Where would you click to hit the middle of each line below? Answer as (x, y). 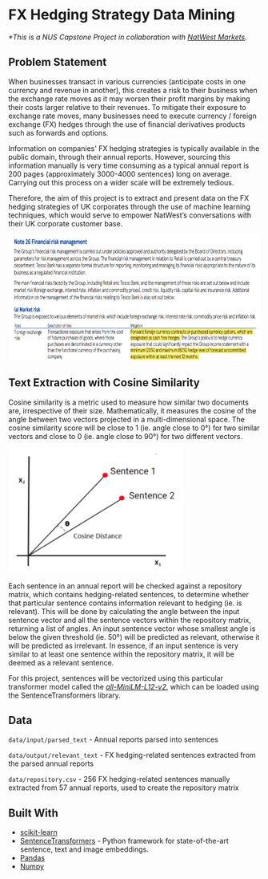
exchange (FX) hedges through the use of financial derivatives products (127, 124)
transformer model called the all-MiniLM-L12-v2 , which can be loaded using (134, 686)
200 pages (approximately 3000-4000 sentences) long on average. (120, 173)
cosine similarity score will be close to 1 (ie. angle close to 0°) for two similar (134, 428)
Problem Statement (58, 62)
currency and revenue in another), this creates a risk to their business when (133, 90)
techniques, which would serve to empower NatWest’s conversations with (130, 215)
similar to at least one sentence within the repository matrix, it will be (121, 654)
